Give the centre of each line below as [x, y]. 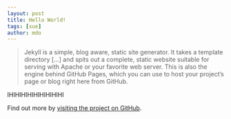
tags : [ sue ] [24, 26]
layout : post [26, 13]
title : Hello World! [37, 20]
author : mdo [24, 33]
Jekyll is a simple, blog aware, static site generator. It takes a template [123, 52]
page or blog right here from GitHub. [76, 82]
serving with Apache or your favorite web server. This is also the [115, 67]
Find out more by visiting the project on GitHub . [74, 108]
